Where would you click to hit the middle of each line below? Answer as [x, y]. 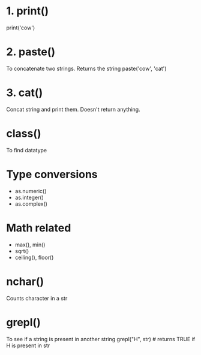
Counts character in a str [37, 298]
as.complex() [31, 204]
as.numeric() [31, 191]
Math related [39, 228]
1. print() [28, 11]
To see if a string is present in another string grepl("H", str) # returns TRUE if [101, 339]
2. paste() [31, 52]
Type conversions [52, 174]
